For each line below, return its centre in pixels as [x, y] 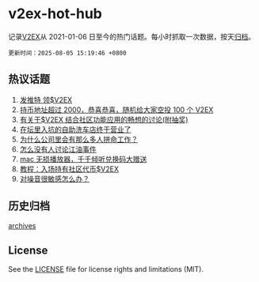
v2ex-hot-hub [55, 14]
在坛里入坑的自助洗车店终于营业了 [75, 129]
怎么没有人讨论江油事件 [58, 149]
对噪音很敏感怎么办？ [54, 179]
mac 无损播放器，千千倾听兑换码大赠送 [83, 159]
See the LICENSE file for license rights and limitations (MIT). [106, 269]
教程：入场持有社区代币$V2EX [69, 169]
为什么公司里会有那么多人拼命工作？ [79, 139]
